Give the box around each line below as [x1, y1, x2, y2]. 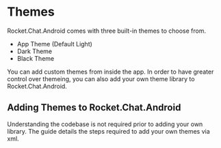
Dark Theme [16, 47, 53, 55]
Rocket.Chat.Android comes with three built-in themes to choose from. [7, 27, 207, 35]
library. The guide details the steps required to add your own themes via [7, 127, 210, 135]
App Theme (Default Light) [16, 40, 92, 48]
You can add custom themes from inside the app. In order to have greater [7, 68, 214, 76]
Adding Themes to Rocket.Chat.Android [7, 102, 181, 113]
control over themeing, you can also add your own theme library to [7, 74, 195, 83]
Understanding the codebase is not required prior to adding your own [7, 120, 203, 128]
